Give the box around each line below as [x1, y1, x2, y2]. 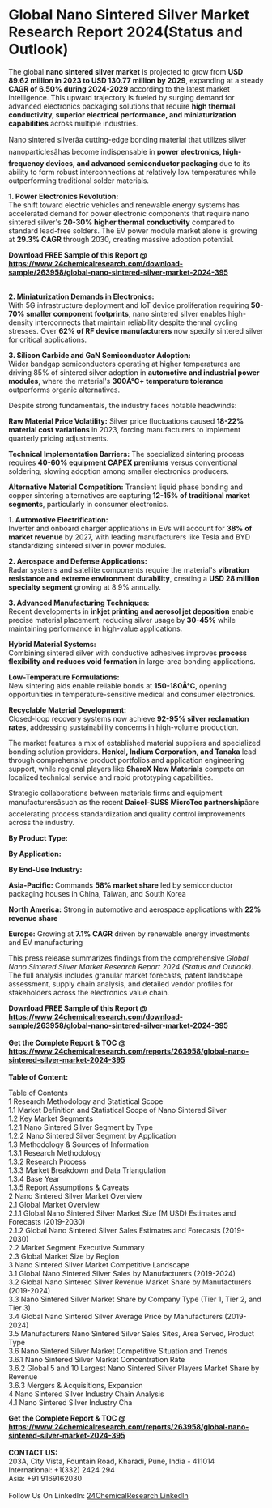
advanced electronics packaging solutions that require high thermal [8, 101, 236, 111]
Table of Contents [8, 1088, 69, 1097]
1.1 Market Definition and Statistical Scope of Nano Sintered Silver [8, 1105, 227, 1114]
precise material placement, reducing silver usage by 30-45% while [8, 615, 236, 624]
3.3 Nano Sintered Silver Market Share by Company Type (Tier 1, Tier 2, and [8, 1294, 261, 1304]
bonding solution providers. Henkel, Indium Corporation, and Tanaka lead [8, 747, 257, 756]
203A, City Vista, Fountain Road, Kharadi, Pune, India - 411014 [8, 1456, 215, 1466]
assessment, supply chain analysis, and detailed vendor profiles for [8, 978, 233, 989]
